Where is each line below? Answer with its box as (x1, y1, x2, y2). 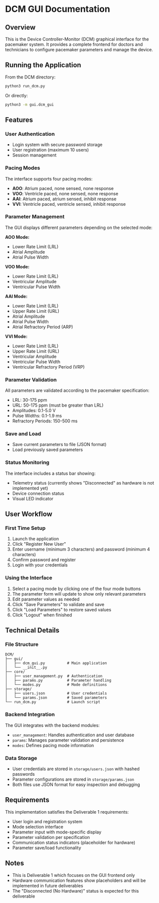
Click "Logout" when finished (12, 612, 73, 618)
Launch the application (12, 536, 59, 542)
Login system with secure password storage (12, 142, 103, 148)
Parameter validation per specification (12, 834, 90, 840)
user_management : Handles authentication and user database (12, 732, 134, 738)
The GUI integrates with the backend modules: (5, 722, 100, 728)
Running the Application (5, 61, 81, 70)
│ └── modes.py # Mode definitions (5, 682, 107, 687)
